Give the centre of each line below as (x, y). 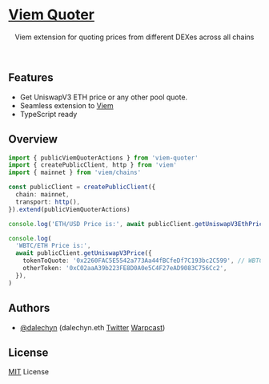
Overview (33, 139)
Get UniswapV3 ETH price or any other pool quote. (104, 97)
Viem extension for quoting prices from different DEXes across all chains (134, 37)
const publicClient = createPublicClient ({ (82, 187)
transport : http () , (48, 202)
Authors (29, 308)
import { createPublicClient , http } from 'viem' (93, 165)
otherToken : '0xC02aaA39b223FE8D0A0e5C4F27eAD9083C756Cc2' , (125, 269)
